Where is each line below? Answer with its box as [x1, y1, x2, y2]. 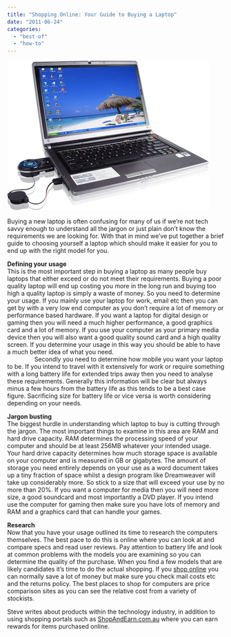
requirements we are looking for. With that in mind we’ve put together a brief [7, 232, 224, 241]
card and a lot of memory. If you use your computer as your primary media [7, 326, 219, 334]
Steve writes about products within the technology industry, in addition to [7, 607, 216, 616]
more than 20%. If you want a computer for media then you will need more [7, 486, 219, 494]
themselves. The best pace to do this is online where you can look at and [7, 536, 215, 544]
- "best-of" [13, 33, 48, 40]
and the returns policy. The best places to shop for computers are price [7, 580, 210, 588]
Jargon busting [7, 412, 52, 421]
